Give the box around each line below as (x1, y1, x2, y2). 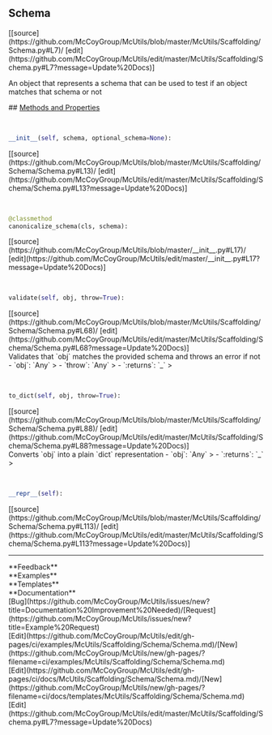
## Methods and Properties (8, 102, 100, 112)
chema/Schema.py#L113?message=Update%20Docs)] (8, 539, 191, 548)
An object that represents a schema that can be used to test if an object (8, 78, 248, 88)
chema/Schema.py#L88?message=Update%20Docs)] (8, 441, 189, 451)
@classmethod (8, 214, 53, 222)
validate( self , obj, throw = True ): (8, 294, 125, 303)
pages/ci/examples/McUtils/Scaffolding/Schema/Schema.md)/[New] (8, 640, 238, 650)
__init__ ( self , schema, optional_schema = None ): (8, 134, 172, 142)
